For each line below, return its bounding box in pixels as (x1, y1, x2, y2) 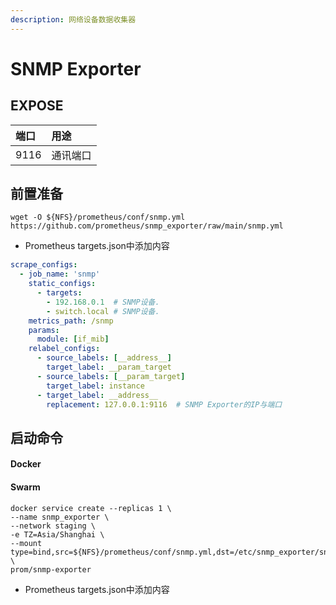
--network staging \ (10, 521, 97, 531)
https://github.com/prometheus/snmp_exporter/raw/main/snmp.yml (10, 221, 284, 231)
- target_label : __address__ (36, 390, 159, 400)
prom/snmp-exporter (10, 564, 92, 575)
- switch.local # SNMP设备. (46, 306, 160, 316)
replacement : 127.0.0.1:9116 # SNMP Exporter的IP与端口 (46, 399, 283, 410)
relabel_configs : (28, 344, 101, 354)
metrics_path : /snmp (28, 316, 114, 326)
